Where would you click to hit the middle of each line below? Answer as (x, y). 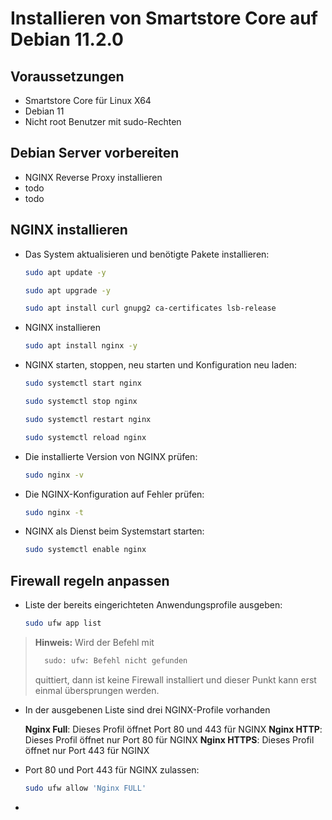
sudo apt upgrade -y (67, 290)
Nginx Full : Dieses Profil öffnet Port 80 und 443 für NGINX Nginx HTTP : (173, 729)
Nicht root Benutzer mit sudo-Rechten (103, 121)
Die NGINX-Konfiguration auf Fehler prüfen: (114, 494)
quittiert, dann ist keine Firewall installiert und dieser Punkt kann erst (175, 679)
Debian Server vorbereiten (95, 153)
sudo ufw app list (63, 623)
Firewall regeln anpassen (90, 580)
